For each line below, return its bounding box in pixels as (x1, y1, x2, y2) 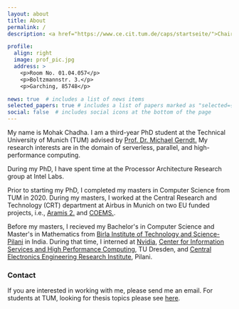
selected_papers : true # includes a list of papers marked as (7, 102, 196, 109)
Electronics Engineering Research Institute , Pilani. (7, 253, 153, 261)
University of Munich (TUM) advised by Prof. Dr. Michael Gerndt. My (7, 136, 208, 144)
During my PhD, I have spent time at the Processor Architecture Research (7, 165, 223, 173)
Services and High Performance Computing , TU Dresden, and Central (7, 245, 212, 253)
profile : (7, 43, 33, 50)
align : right (14, 50, 53, 57)
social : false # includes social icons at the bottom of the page (7, 109, 212, 116)
